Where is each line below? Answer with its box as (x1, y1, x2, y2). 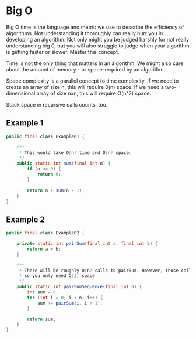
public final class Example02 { (6, 230, 85, 236)
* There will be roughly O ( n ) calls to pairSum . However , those (19, 268, 179, 274)
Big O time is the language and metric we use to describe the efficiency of (6, 23, 184, 30)
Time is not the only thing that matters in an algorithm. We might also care (6, 60, 184, 67)
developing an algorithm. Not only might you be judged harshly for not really (6, 36, 190, 43)
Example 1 (6, 118, 44, 128)
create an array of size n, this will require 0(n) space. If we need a (6, 83, 164, 90)
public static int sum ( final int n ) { (16, 161, 111, 166)
